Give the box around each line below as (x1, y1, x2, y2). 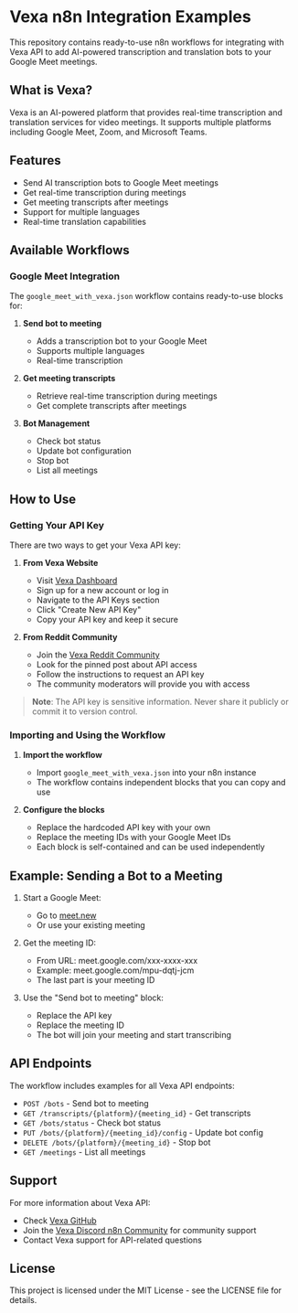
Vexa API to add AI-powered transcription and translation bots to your (9, 46, 272, 57)
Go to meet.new (36, 910, 97, 921)
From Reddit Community (22, 631, 118, 642)
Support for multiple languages (22, 206, 140, 217)
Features (9, 153, 61, 168)
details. (9, 1295, 37, 1306)
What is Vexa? (9, 82, 93, 98)
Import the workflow (22, 750, 102, 761)
